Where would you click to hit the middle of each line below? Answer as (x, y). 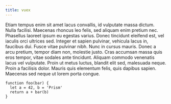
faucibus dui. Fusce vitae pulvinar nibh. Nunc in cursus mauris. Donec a (81, 46)
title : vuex (18, 10)
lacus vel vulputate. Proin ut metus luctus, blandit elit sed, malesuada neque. (86, 63)
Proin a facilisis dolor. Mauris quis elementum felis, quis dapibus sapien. (81, 68)
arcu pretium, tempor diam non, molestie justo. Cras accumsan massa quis (84, 52)
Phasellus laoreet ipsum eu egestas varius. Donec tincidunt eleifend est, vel (85, 35)
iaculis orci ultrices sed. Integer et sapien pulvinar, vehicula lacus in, (77, 41)
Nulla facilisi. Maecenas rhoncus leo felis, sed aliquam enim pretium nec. (82, 30)
